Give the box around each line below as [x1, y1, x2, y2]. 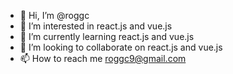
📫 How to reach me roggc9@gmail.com [19, 53, 187, 64]
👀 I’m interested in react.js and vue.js [19, 20, 173, 32]
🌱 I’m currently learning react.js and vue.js [19, 31, 195, 42]
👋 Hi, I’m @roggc [19, 10, 90, 21]
